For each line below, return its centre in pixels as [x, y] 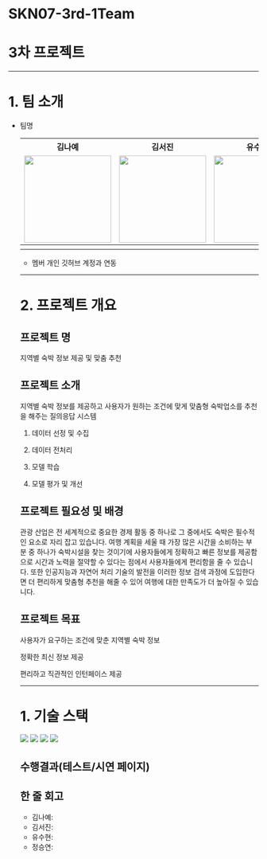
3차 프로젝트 [46, 53]
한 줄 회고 [42, 797]
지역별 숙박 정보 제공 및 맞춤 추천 [70, 358]
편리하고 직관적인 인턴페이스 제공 [71, 674]
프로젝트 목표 [50, 619]
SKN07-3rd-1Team [72, 14]
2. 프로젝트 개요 [68, 305]
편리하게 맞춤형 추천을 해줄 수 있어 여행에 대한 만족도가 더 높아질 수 [141, 581]
